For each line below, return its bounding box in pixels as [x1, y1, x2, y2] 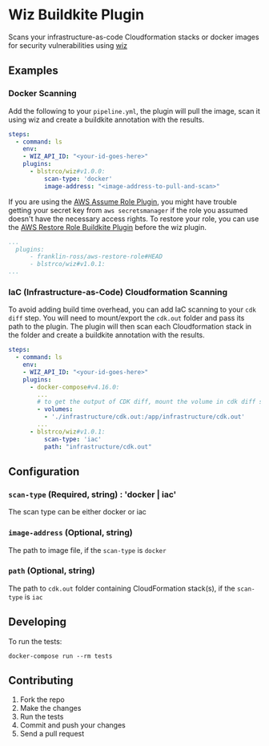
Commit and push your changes [19, 720, 126, 730]
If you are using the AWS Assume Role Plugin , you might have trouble [8, 196, 238, 206]
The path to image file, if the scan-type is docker [8, 545, 167, 554]
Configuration [8, 465, 80, 478]
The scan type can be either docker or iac [8, 507, 147, 517]
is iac [24, 591, 43, 602]
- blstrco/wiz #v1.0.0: [29, 167, 106, 175]
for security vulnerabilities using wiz [8, 40, 128, 50]
